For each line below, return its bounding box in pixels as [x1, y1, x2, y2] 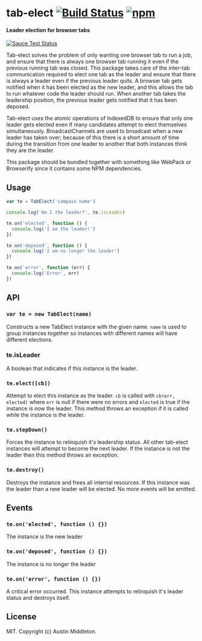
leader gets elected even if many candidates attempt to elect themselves [6, 121, 187, 128]
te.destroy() [6, 466, 45, 473]
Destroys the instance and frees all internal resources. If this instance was [6, 478, 190, 486]
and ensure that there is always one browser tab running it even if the [6, 58, 179, 65]
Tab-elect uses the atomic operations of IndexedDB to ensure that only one [6, 115, 193, 122]
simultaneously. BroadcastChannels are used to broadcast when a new [6, 128, 183, 135]
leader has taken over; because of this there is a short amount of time [6, 134, 180, 142]
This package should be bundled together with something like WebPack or [6, 158, 192, 166]
